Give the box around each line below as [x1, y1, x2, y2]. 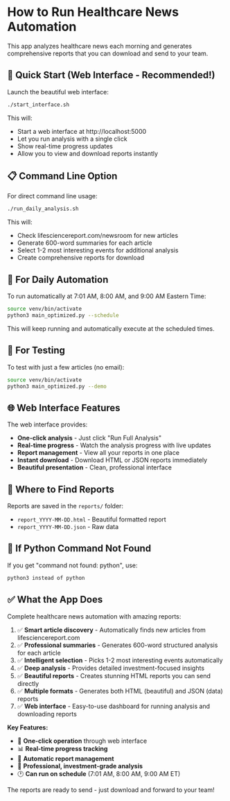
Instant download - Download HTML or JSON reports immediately [17, 456, 208, 465]
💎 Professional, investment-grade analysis [17, 761, 143, 770]
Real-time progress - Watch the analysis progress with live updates [17, 441, 211, 449]
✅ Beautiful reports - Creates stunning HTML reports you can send [17, 671, 211, 680]
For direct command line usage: [7, 192, 98, 200]
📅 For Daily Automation [7, 273, 109, 285]
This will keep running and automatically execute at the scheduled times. [7, 324, 215, 333]
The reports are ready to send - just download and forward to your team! [7, 785, 215, 794]
